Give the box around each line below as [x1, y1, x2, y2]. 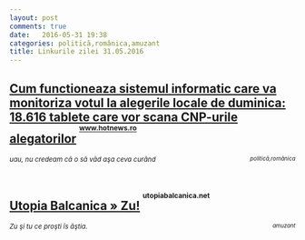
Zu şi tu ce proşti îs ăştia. [9, 222, 88, 232]
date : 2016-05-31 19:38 [9, 30, 107, 39]
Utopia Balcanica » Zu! [9, 197, 141, 214]
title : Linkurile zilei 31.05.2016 [9, 47, 144, 56]
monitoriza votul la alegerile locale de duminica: [9, 95, 286, 110]
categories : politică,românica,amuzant [9, 38, 161, 48]
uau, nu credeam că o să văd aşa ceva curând [9, 155, 156, 164]
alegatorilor [9, 131, 77, 146]
